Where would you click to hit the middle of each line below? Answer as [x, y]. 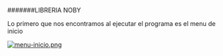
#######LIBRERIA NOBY [44, 10]
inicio [15, 31]
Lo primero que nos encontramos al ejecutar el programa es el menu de [111, 23]
